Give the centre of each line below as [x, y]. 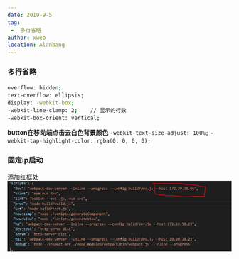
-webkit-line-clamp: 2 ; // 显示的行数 [67, 111]
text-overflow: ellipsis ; [46, 96]
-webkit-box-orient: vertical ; [54, 118]
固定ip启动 [26, 160]
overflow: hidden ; [34, 88]
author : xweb [27, 38]
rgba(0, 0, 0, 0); [124, 141]
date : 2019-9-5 [30, 15]
